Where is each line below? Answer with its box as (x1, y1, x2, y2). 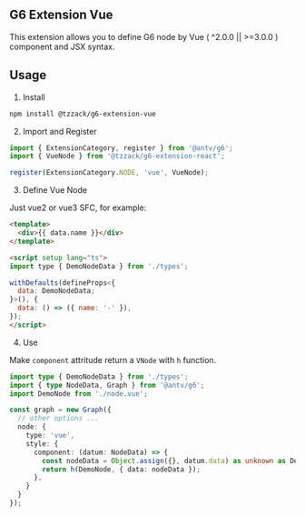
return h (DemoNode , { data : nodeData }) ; (42, 464, 202, 474)
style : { (25, 439, 59, 449)
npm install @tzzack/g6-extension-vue (9, 109, 156, 118)
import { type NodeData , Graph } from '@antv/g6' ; (9, 380, 205, 390)
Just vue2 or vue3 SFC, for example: (9, 202, 147, 213)
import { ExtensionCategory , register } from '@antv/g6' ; (9, 143, 233, 153)
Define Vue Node (22, 185, 88, 196)
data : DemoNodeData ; (17, 287, 95, 296)
